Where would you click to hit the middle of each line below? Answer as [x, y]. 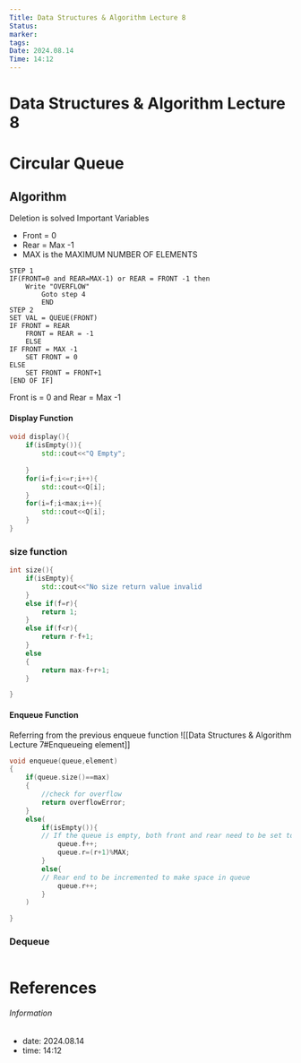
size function [39, 551]
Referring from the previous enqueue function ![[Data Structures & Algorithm [150, 735]
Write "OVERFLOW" [58, 287]
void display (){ [39, 437]
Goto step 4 [64, 295]
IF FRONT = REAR [39, 326]
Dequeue [30, 942]
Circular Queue [67, 164]
